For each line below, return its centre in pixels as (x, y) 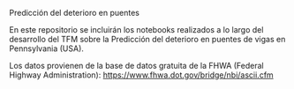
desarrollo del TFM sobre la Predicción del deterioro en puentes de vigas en (147, 39)
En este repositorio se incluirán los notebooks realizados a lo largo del (136, 30)
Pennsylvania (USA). (46, 48)
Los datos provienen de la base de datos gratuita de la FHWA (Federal (137, 66)
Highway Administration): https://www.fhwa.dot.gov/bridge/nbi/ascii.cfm (141, 75)
